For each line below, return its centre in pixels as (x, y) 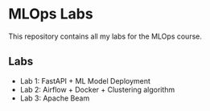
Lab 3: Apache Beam (55, 98)
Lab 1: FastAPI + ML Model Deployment (85, 80)
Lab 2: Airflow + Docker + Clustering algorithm (97, 89)
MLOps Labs (51, 14)
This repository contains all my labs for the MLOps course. (105, 36)
